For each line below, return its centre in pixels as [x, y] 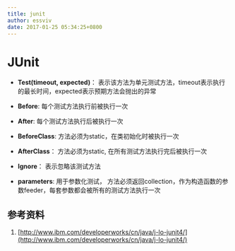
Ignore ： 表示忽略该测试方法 [59, 166]
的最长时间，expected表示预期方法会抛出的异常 [87, 91]
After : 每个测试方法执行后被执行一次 [70, 122]
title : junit [26, 14]
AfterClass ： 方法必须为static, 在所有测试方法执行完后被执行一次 [112, 151]
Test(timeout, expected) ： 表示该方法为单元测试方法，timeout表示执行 [121, 83]
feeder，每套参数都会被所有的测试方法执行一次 [92, 190]
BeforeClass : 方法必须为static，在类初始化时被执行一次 [98, 136]
